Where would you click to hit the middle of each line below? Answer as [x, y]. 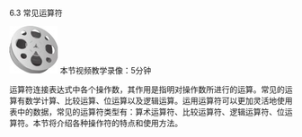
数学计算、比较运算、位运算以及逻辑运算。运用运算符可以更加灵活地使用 [159, 100]
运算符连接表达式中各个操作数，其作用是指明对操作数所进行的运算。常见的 [147, 89]
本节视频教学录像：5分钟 [106, 70]
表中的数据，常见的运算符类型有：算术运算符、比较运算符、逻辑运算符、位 [147, 111]
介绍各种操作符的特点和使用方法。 [119, 123]
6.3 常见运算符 [36, 13]
